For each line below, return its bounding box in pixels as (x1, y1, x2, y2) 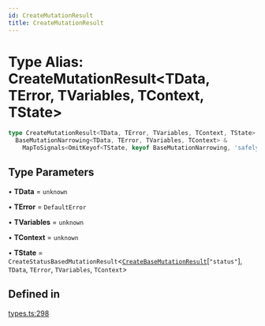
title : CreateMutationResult (8, 19, 104, 27)
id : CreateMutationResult (8, 11, 93, 20)
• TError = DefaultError (8, 202, 87, 212)
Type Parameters (8, 166, 95, 179)
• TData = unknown (8, 186, 68, 196)
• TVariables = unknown (8, 217, 84, 227)
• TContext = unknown (8, 232, 79, 242)
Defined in (8, 287, 61, 301)
